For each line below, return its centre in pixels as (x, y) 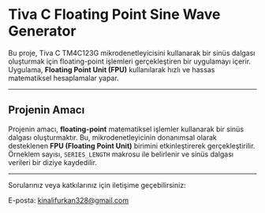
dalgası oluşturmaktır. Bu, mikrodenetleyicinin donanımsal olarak (112, 137)
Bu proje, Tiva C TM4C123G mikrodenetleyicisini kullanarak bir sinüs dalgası (132, 53)
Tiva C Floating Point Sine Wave (114, 15)
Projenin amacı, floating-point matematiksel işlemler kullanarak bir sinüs (126, 129)
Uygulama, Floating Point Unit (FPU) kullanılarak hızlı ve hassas (112, 69)
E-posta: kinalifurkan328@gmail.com (69, 200)
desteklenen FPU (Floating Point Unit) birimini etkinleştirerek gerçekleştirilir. (132, 145)
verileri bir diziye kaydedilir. (52, 162)
